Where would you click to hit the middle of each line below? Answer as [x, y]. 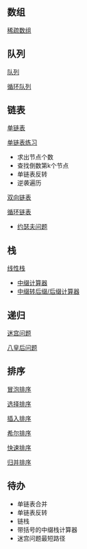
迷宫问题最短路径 [41, 538]
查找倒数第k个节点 [43, 166]
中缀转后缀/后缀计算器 [48, 291]
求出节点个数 [35, 157]
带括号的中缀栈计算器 [47, 529]
